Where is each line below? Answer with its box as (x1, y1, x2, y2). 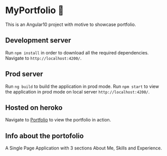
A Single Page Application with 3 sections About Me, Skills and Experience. (5, 145, 162, 151)
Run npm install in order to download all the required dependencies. (5, 49, 149, 55)
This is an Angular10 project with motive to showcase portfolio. (5, 21, 136, 27)
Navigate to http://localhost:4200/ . (5, 55, 82, 61)
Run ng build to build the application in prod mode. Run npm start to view (5, 83, 159, 89)
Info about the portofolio (5, 132, 84, 140)
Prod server (5, 70, 44, 78)
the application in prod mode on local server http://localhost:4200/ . (5, 88, 150, 95)
